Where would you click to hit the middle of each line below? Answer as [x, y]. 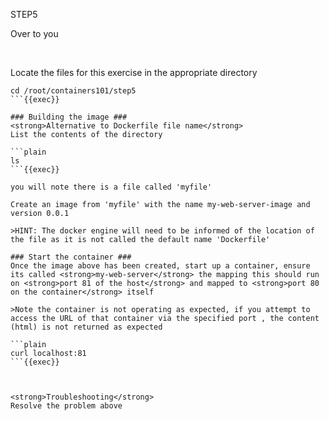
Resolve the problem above [66, 406]
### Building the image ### [69, 117]
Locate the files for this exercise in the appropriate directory [134, 72]
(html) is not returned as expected [86, 327]
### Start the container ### [71, 257]
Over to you [34, 33]
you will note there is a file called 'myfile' [111, 187]
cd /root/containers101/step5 [73, 91]
